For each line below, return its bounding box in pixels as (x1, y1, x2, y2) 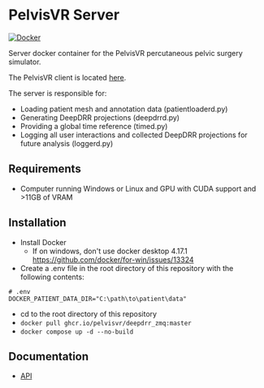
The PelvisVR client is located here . (8, 72, 127, 82)
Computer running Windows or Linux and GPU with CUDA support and (19, 183, 257, 193)
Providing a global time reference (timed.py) (19, 121, 168, 131)
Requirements (8, 162, 81, 176)
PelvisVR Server (8, 6, 120, 24)
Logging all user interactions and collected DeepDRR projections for (19, 130, 248, 140)
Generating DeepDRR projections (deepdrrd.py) (19, 112, 180, 123)
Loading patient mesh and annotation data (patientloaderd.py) (19, 104, 228, 114)
